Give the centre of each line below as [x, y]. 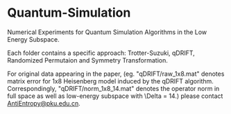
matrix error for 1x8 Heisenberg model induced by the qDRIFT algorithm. [110, 81]
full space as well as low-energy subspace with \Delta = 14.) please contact [115, 96]
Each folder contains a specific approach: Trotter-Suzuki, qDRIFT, [101, 53]
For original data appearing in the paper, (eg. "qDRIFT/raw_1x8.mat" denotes [116, 74]
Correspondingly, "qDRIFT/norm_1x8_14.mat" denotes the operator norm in [113, 88]
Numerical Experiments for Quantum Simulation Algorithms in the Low [107, 32]
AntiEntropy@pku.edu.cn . [44, 103]
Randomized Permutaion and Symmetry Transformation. [88, 60]
